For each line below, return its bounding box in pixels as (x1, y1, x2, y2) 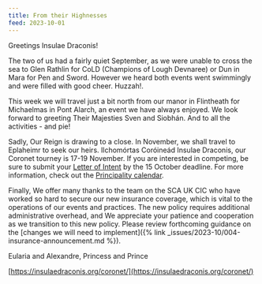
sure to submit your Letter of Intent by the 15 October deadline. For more (8, 162, 245, 171)
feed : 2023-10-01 (8, 19, 65, 27)
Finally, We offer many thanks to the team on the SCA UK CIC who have (8, 185, 241, 195)
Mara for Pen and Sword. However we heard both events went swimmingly (8, 73, 251, 82)
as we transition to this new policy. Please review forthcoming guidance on (8, 219, 252, 229)
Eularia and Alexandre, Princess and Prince (8, 251, 148, 260)
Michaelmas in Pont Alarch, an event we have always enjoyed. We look (8, 104, 238, 114)
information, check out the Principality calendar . (8, 170, 164, 180)
